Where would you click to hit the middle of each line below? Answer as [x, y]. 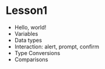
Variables [26, 33]
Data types [28, 40]
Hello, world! [30, 27]
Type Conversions [37, 53]
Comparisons [31, 59]
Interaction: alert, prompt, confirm [57, 47]
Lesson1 [27, 11]
